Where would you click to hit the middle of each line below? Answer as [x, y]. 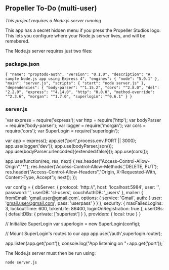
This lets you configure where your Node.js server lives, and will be [75, 35]
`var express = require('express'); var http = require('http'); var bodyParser [83, 120]
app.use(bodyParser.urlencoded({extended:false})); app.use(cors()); [77, 152]
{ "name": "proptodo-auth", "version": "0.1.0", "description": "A [78, 75]
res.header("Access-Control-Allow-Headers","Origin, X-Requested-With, [81, 172]
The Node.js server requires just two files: [49, 51]
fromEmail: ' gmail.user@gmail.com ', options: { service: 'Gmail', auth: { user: [84, 198]
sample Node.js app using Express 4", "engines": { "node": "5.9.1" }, [82, 79]
